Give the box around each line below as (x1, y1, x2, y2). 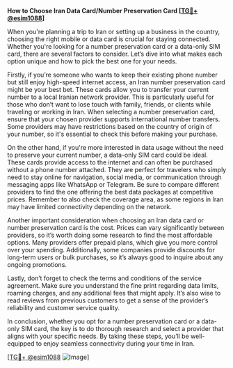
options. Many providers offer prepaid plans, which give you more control (7, 238, 218, 247)
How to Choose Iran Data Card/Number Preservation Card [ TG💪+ (7, 7, 198, 15)
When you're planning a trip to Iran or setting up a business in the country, (7, 28, 220, 36)
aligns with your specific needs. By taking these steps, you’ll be (7, 332, 189, 340)
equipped (7, 339, 35, 348)
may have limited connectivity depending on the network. (7, 203, 172, 210)
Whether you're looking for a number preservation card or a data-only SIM (7, 43, 220, 50)
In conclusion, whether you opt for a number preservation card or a (7, 317, 200, 325)
